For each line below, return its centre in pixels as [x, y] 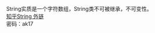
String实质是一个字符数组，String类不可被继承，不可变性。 [79, 9]
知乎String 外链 [25, 16]
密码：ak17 [20, 24]
